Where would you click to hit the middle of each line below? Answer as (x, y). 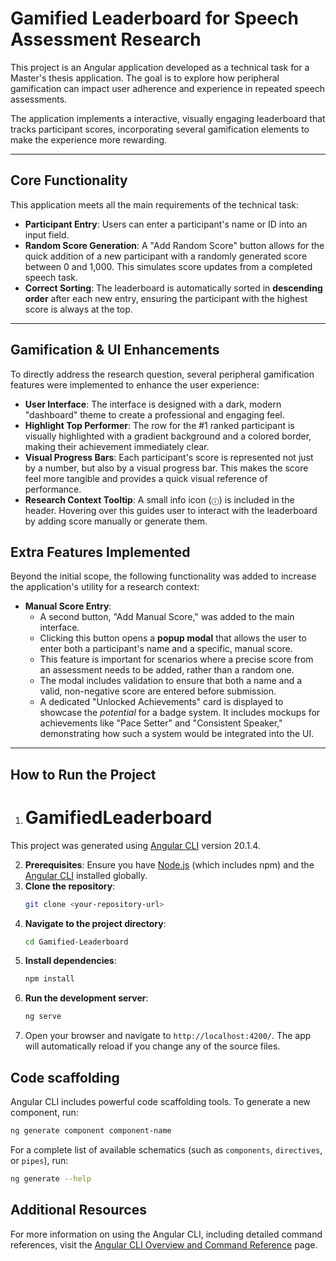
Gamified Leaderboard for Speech (154, 18)
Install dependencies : (70, 961)
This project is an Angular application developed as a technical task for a (160, 67)
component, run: (44, 1113)
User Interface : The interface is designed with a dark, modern (153, 404)
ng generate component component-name (91, 1131)
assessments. (39, 99)
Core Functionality (69, 180)
